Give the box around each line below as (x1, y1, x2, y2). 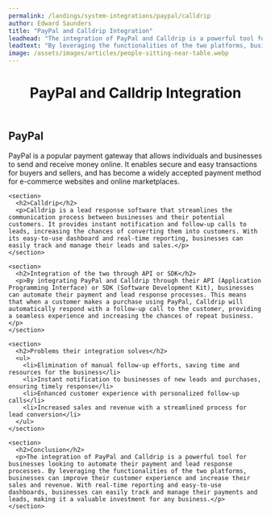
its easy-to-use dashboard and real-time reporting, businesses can (8, 234, 244, 242)
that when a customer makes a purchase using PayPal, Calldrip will (8, 297, 244, 306)
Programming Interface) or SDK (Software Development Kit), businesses (8, 284, 254, 292)
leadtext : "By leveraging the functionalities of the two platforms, (8, 42, 248, 50)
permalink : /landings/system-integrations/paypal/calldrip (8, 11, 211, 20)
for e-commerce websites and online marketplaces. (8, 176, 180, 186)
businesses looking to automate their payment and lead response (8, 460, 232, 468)
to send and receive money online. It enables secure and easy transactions (8, 159, 258, 169)
